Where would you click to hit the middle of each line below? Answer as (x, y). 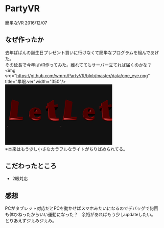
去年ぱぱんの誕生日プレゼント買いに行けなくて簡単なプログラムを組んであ (80, 53)
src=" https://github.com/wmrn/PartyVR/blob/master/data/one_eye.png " (78, 75)
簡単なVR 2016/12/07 (26, 23)
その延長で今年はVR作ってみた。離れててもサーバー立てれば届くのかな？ (78, 65)
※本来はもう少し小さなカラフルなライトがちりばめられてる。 (67, 149)
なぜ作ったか (24, 40)
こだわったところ (31, 166)
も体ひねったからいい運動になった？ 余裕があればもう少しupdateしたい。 (80, 215)
